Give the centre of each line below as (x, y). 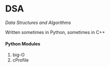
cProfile (21, 60)
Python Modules (23, 43)
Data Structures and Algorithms (38, 22)
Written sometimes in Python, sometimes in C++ (55, 32)
